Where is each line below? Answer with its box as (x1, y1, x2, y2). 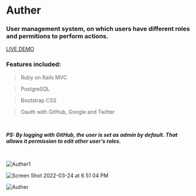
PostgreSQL (20, 85, 50, 92)
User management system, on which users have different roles (6, 25, 190, 33)
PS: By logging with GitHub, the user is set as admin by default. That (6, 131, 178, 138)
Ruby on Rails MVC (20, 73, 67, 81)
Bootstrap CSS (20, 97, 57, 104)
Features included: (6, 60, 61, 69)
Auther (6, 4, 41, 17)
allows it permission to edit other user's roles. (6, 137, 121, 144)
